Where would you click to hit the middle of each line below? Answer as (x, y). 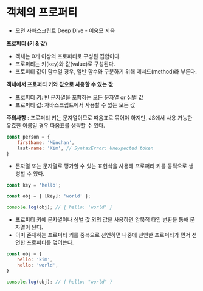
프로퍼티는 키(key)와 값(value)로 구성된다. (65, 64)
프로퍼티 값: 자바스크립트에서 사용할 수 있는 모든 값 (75, 104)
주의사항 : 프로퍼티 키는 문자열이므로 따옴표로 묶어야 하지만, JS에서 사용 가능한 (99, 118)
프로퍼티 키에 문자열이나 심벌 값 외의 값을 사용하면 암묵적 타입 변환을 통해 (102, 220)
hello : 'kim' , (35, 259)
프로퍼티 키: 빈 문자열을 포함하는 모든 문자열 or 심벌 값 (79, 97)
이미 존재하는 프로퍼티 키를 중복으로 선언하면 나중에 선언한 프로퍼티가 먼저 (103, 235)
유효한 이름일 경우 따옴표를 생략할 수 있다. (56, 125)
